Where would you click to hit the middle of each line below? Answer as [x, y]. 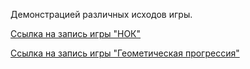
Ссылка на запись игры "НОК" [76, 33]
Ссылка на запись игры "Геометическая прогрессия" [125, 53]
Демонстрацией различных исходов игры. [101, 14]
